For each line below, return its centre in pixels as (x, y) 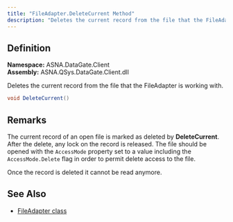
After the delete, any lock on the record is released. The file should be (107, 144)
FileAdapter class (42, 211)
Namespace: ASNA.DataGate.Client (58, 65)
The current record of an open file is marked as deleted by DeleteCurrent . (113, 137)
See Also (27, 194)
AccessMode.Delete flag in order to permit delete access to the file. (102, 159)
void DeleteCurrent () (38, 99)
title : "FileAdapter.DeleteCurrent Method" (71, 14)
